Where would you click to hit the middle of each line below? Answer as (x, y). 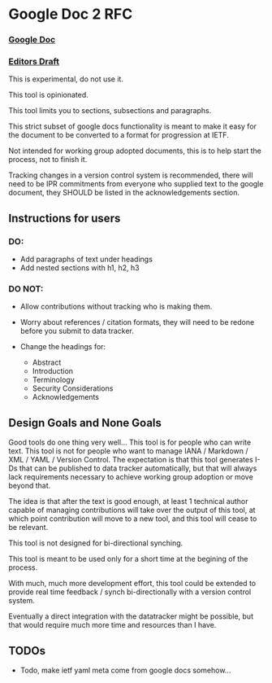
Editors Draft (34, 62)
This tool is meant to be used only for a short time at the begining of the (128, 559)
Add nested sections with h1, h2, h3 (80, 268)
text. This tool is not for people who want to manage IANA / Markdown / (129, 451)
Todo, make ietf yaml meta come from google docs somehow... (125, 670)
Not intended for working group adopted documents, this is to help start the (135, 151)
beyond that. (30, 486)
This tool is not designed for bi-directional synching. (96, 543)
